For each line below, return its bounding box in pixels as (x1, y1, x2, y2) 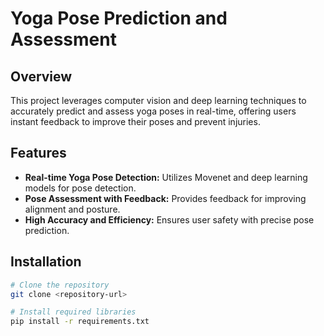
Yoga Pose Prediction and (10, 7, 228, 30)
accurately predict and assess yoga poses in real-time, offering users (10, 105, 297, 117)
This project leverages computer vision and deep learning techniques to (10, 95, 307, 106)
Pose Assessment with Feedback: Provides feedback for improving (24, 192, 307, 204)
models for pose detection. (24, 182, 137, 194)
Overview (10, 68, 73, 85)
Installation (10, 253, 82, 271)
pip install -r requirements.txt (10, 317, 150, 327)
